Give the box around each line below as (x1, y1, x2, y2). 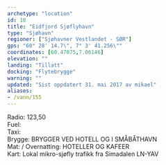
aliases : (7, 87, 33, 94)
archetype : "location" (7, 10, 73, 17)
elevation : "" (7, 55, 49, 62)
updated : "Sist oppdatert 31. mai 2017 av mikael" (7, 81, 157, 88)
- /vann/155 (7, 94, 42, 101)
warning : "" (7, 74, 42, 82)
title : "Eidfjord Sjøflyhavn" (7, 23, 95, 30)
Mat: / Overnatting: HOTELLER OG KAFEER (7, 143, 130, 150)
